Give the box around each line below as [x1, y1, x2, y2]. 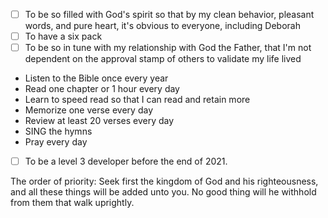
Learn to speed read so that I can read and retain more [24, 94, 251, 106]
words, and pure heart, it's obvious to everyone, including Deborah [24, 20, 301, 32]
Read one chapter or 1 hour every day [24, 83, 180, 95]
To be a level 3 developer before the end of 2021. [24, 155, 228, 168]
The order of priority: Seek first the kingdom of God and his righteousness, [10, 175, 319, 188]
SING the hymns [24, 125, 93, 138]
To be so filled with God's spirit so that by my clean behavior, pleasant [24, 9, 315, 20]
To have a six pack [24, 30, 103, 43]
